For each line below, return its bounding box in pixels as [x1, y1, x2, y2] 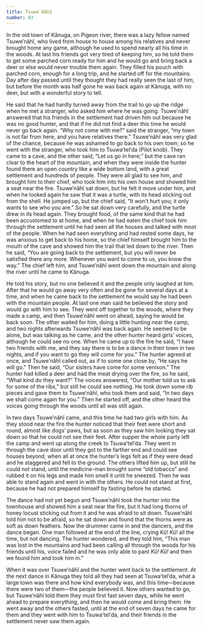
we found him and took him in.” [6, 554, 83, 561]
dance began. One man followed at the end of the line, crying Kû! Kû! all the [6, 528, 195, 536]
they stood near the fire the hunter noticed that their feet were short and [6, 420, 186, 428]
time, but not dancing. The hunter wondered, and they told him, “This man [6, 535, 190, 542]
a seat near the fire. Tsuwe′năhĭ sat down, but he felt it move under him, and [6, 184, 196, 191]
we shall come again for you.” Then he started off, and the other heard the [6, 395, 191, 403]
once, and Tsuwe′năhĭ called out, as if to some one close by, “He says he [6, 357, 188, 364]
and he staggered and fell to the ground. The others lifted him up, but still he [6, 458, 196, 466]
